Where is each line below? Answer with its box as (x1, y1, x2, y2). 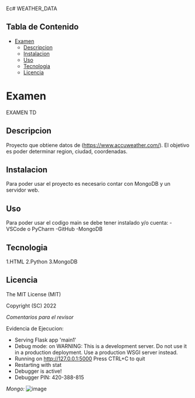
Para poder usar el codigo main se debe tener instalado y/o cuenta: (6, 219, 169, 226)
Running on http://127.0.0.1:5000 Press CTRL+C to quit (14, 355, 145, 362)
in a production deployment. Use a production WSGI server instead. (14, 349, 178, 356)
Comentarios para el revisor (6, 313, 74, 320)
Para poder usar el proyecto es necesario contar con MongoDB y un (6, 180, 171, 188)
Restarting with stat (14, 361, 62, 368)
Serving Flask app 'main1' (14, 336, 77, 343)
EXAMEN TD (6, 109, 37, 116)
